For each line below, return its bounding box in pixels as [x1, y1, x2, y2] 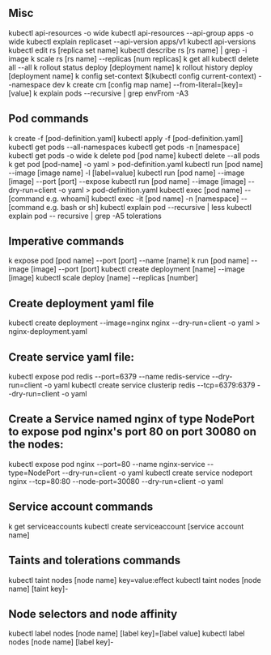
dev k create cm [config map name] [52, 79, 171, 89]
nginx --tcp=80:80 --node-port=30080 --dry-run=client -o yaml [8, 476, 224, 486]
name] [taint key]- [8, 584, 69, 593]
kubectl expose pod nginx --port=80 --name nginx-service [8, 459, 205, 469]
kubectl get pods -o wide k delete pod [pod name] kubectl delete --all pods [8, 150, 260, 161]
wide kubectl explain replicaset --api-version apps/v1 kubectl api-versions [8, 36, 256, 46]
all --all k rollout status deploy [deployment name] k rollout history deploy [8, 62, 253, 72]
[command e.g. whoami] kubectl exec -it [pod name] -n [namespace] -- [8, 194, 248, 203]
